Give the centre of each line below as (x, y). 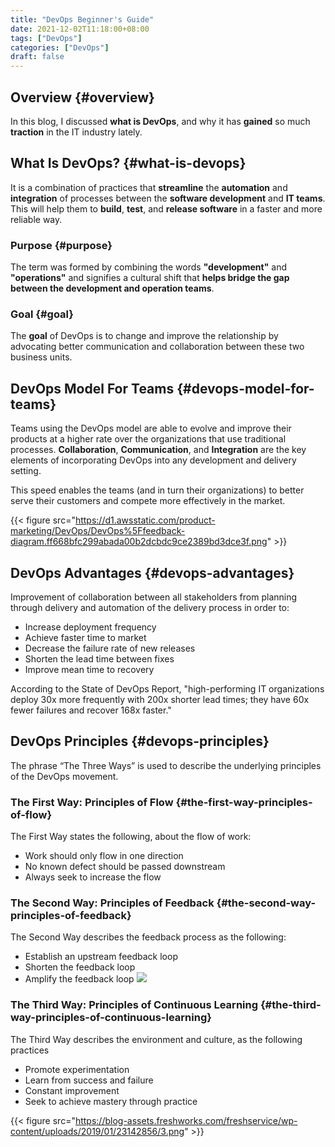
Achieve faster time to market (85, 637)
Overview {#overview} (82, 97)
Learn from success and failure (89, 1080)
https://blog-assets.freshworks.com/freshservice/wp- (186, 1120)
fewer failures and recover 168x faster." (91, 710)
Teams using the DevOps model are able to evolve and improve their (151, 428)
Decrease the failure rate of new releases (110, 648)
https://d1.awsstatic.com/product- (145, 520)
